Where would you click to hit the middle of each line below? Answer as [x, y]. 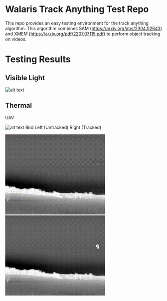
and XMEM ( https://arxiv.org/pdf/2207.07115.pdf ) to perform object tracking [83, 34]
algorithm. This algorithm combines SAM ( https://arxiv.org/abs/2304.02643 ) [84, 28]
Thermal [19, 105]
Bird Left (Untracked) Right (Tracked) [63, 127]
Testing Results [38, 59]
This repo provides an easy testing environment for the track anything [77, 23]
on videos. [16, 39]
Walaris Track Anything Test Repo [77, 9]
